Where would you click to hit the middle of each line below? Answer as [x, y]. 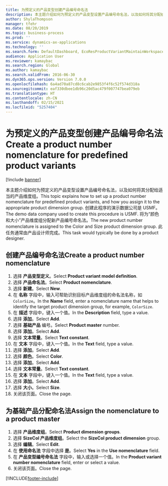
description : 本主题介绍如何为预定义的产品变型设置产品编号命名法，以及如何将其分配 [83, 14]
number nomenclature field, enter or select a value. [66, 462]
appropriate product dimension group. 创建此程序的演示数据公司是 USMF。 [83, 207]
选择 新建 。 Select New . [37, 288]
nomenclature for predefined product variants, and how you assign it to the [83, 202]
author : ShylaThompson [29, 19]
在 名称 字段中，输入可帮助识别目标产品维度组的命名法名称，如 [78, 295]
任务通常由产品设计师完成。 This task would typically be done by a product [82, 232]
